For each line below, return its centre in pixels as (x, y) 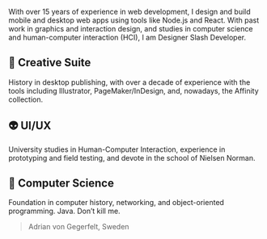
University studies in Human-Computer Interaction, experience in (117, 149)
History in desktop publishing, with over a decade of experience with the (129, 82)
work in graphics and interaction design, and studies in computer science (131, 29)
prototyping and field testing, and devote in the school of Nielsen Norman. (132, 157)
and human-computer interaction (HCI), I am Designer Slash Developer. (127, 37)
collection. (26, 99)
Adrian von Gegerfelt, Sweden (78, 227)
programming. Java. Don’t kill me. (64, 211)
